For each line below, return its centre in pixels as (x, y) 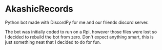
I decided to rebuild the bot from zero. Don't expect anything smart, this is (79, 37)
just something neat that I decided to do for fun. (53, 42)
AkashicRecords (39, 9)
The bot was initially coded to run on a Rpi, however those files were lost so (81, 32)
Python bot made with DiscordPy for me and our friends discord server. (77, 22)
